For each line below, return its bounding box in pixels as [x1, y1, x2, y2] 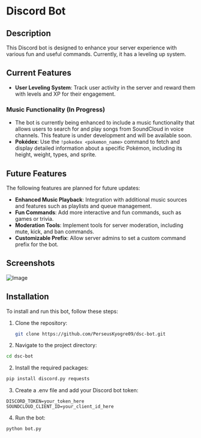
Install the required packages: [14, 364, 89, 371]
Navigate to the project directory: [14, 342, 97, 349]
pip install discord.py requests [6, 376, 90, 382]
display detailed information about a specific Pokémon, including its [14, 144, 182, 152]
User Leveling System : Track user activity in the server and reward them [14, 84, 196, 91]
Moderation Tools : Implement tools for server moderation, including [14, 221, 184, 229]
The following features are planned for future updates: [6, 184, 140, 191]
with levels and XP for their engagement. [14, 90, 116, 97]
